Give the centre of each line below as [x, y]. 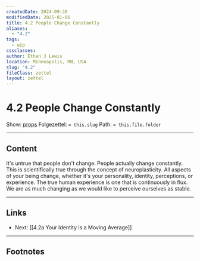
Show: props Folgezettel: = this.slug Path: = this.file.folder [84, 125]
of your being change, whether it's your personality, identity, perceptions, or [100, 176]
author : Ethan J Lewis [34, 56]
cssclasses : [21, 51]
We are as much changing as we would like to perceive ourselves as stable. [99, 188]
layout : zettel [25, 78]
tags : [13, 39]
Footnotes [25, 252]
